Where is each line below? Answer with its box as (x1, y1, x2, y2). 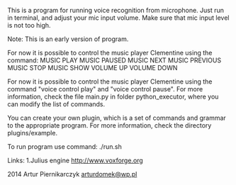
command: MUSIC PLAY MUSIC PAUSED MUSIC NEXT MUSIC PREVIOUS (7, 56, 222, 65)
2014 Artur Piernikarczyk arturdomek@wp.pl (7, 170, 137, 178)
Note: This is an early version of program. (7, 35, 129, 43)
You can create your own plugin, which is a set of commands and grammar (7, 113, 227, 122)
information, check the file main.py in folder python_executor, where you (7, 92, 219, 101)
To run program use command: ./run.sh (7, 142, 122, 151)
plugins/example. (7, 129, 58, 137)
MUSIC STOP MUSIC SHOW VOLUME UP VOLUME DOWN (7, 64, 178, 72)
